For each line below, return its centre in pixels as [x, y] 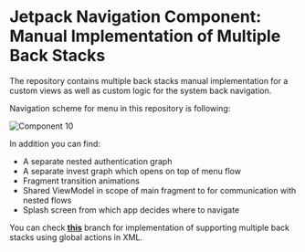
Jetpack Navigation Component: [136, 17]
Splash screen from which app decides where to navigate [131, 210]
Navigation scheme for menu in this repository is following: [120, 108]
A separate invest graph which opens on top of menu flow [132, 171]
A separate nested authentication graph [97, 161]
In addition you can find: [55, 143]
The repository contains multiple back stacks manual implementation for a [149, 80]
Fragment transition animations [81, 181]
